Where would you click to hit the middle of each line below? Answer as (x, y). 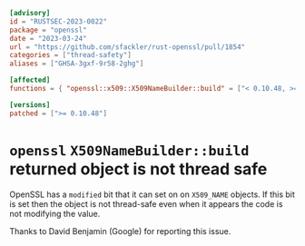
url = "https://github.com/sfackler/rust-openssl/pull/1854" (128, 47)
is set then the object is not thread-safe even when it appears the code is (146, 203)
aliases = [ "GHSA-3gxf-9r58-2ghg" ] (77, 64)
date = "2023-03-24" (49, 38)
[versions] (30, 104)
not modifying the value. (55, 213)
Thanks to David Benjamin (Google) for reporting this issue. (120, 231)
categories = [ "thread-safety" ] (70, 55)
